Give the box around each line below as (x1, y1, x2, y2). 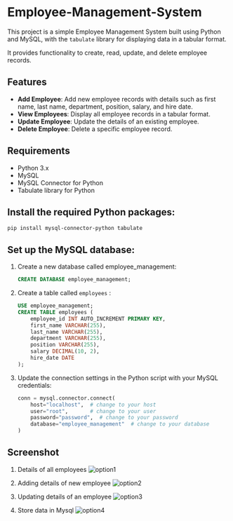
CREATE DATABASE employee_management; (17, 276, 131, 283)
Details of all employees (17, 465, 87, 473)
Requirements (7, 145, 70, 157)
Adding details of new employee (17, 478, 111, 487)
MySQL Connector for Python (17, 178, 104, 187)
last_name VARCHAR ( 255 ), (30, 328, 103, 335)
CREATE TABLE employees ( (17, 309, 93, 316)
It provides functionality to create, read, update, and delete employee (7, 48, 208, 57)
